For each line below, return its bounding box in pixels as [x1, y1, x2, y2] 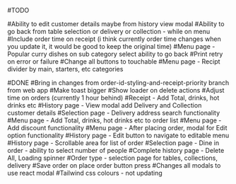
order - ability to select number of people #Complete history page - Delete [7, 146, 225, 154]
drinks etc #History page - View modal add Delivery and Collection [7, 101, 202, 109]
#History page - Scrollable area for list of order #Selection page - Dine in [7, 139, 220, 147]
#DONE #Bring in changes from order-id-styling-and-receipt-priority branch [7, 79, 230, 87]
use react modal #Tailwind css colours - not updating [7, 169, 163, 177]
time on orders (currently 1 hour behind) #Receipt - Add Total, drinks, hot [7, 93, 220, 102]
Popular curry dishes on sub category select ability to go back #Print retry [7, 50, 223, 58]
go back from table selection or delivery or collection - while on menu [7, 28, 211, 35]
